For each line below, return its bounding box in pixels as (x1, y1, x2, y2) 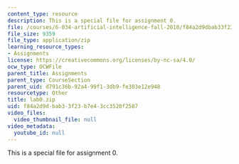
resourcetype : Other (7, 89, 69, 97)
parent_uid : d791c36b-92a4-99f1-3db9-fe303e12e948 (7, 83, 161, 90)
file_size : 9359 (7, 30, 55, 38)
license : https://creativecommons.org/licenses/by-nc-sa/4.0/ (7, 57, 196, 64)
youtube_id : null (14, 129, 65, 136)
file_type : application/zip (7, 37, 91, 44)
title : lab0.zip (7, 97, 55, 104)
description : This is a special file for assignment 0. (7, 17, 176, 24)
